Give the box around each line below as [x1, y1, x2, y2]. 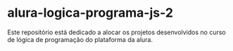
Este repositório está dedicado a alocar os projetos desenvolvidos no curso [7, 28, 227, 36]
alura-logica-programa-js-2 [7, 5, 174, 21]
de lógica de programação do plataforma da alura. [7, 35, 153, 43]
